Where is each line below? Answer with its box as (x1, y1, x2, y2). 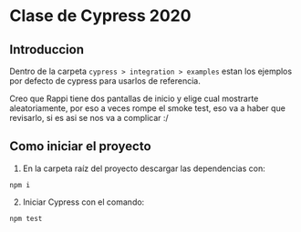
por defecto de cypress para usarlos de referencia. (9, 76, 201, 86)
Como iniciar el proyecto (9, 138, 152, 155)
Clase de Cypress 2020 (9, 5, 192, 26)
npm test (9, 214, 43, 223)
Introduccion (9, 42, 85, 57)
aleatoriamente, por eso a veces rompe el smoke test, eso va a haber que (9, 103, 285, 114)
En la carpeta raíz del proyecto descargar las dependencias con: (22, 163, 266, 174)
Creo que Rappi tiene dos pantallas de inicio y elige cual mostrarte (9, 93, 259, 104)
